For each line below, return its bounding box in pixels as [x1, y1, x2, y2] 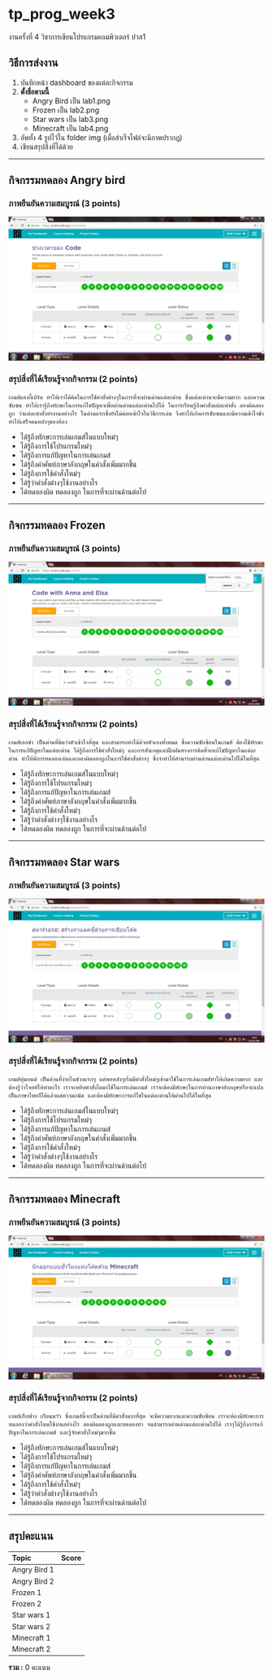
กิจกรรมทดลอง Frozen [8, 519, 106, 533]
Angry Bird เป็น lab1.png [32, 95, 111, 106]
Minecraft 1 [11, 1633, 51, 1642]
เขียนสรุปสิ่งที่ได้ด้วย [19, 142, 73, 151]
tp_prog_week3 [8, 5, 115, 24]
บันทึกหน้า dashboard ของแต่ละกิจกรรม [19, 77, 133, 87]
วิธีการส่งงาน [8, 56, 58, 70]
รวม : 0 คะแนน [8, 1662, 51, 1672]
